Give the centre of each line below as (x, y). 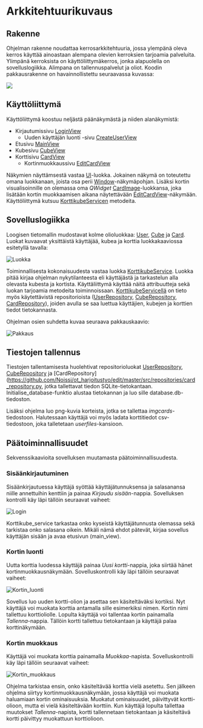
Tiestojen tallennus (43, 353)
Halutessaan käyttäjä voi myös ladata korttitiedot (96, 417)
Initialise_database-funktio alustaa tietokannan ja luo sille (77, 393)
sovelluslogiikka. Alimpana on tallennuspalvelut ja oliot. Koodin (84, 67)
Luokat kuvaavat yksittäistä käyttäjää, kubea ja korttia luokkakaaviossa (95, 241)
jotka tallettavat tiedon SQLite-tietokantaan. (99, 386)
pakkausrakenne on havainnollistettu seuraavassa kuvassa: (80, 74)
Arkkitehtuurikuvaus (60, 11)
